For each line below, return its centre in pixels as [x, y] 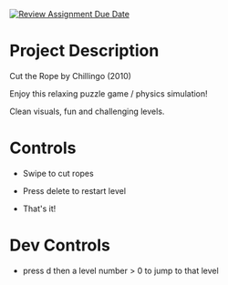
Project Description [84, 51]
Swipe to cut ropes [58, 173]
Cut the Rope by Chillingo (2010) [71, 76]
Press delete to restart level [74, 190]
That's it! [39, 209]
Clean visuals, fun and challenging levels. [87, 111]
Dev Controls [60, 245]
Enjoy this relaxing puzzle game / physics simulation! [109, 93]
